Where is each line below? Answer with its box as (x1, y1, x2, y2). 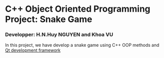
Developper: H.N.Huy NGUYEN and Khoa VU (5, 31, 113, 38)
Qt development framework (5, 47, 61, 53)
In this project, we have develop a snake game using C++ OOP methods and (5, 42, 160, 48)
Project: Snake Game (5, 14, 92, 25)
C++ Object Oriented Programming (5, 3, 151, 15)
